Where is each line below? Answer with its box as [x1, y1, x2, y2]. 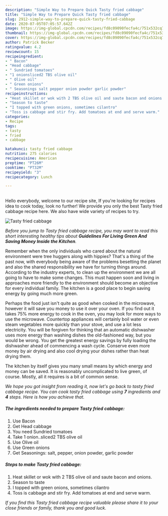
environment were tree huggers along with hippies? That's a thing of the [5, 253, 154, 259]
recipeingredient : [5, 53, 43, 59]
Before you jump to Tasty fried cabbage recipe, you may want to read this [5, 228, 158, 234]
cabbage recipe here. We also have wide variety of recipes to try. [5, 208, 140, 214]
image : [5, 26, 19, 31]
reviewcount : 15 [5, 49, 39, 54]
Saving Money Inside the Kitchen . [5, 238, 76, 244]
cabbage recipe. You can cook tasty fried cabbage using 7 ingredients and [5, 388, 160, 395]
